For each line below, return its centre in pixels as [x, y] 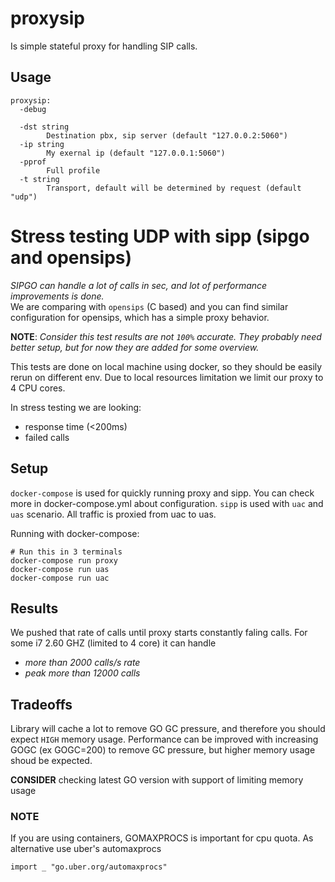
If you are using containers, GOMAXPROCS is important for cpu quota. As [162, 838]
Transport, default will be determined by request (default [174, 188]
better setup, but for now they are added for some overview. [135, 347]
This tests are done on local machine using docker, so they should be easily [166, 366]
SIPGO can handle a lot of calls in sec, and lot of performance [139, 285]
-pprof [33, 162]
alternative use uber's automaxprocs [86, 849]
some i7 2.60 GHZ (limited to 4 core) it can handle [113, 643]
